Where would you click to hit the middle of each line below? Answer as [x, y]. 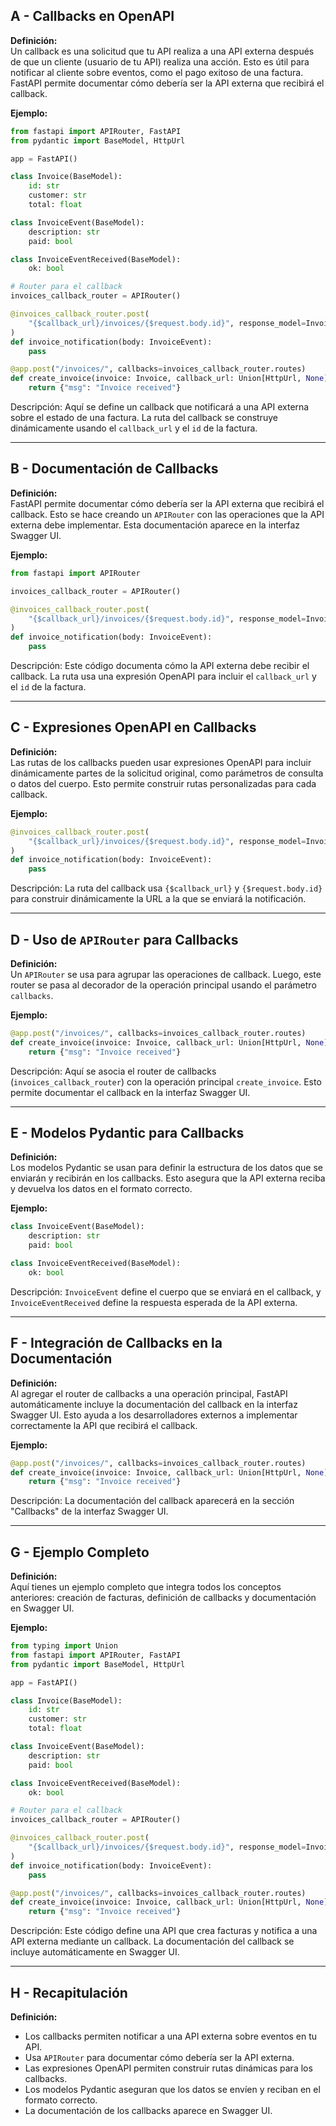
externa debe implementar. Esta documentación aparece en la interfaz [155, 525]
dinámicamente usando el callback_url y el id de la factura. [134, 428]
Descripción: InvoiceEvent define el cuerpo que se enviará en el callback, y [166, 1291]
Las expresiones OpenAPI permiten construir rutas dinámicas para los [168, 2068]
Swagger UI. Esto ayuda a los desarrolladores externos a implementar [154, 1415]
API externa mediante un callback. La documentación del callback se [152, 1941]
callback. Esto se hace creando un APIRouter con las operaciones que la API [167, 514]
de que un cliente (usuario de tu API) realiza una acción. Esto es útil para [160, 61]
